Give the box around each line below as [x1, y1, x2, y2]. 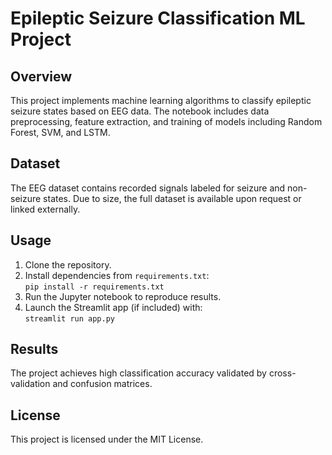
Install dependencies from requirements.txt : [24, 269, 210, 281]
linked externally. [10, 203, 81, 215]
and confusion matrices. [52, 378, 153, 390]
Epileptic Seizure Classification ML [10, 7, 306, 30]
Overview [10, 68, 73, 85]
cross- [268, 367, 297, 379]
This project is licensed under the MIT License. [10, 433, 204, 446]
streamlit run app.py [24, 313, 115, 324]
